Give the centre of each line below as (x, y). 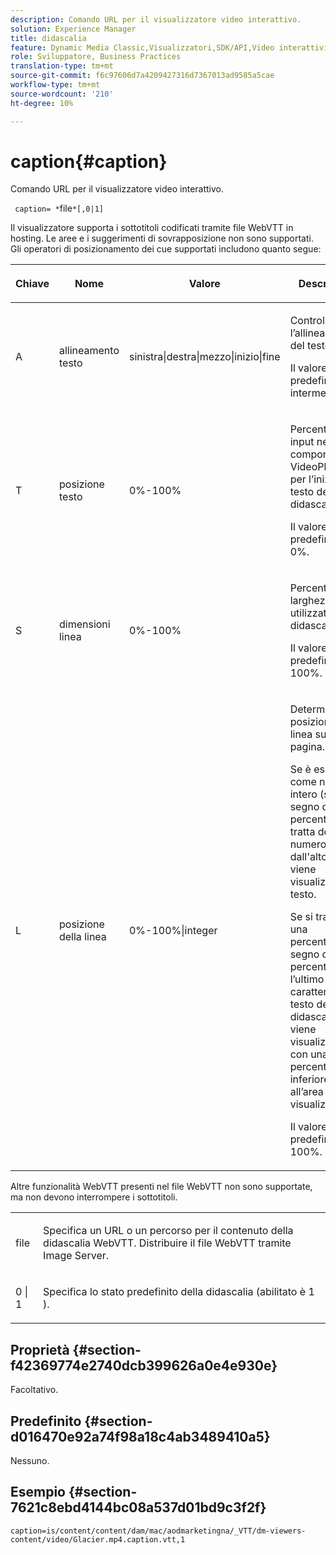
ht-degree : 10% (42, 103)
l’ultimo (307, 979)
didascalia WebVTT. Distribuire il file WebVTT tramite (167, 1243)
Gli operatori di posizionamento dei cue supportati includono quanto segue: (166, 249)
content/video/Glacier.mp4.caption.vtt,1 (98, 1539)
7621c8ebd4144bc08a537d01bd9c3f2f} (138, 1507)
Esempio (38, 1492)
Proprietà (40, 1349)
